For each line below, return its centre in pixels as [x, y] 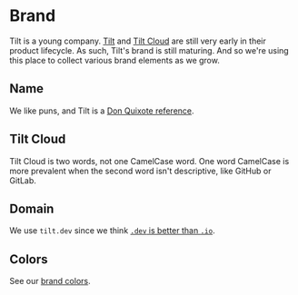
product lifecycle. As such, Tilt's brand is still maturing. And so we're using [149, 50]
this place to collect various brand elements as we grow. [114, 60]
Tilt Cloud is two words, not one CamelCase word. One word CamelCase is [149, 161]
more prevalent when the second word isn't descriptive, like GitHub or [140, 171]
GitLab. [23, 180]
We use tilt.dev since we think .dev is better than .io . [112, 231]
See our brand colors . [50, 281]
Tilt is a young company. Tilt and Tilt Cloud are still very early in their [138, 41]
